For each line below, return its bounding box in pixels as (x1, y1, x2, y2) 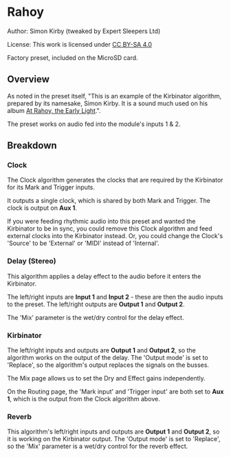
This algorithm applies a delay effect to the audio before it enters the (7, 272, 201, 280)
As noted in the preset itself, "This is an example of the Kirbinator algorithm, (7, 92, 222, 100)
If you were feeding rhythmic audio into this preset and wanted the (7, 217, 196, 226)
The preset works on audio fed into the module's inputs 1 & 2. (7, 120, 181, 128)
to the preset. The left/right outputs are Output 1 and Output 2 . (7, 300, 185, 308)
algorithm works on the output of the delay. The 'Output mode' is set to (7, 354, 208, 362)
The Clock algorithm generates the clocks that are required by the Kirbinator (7, 176, 223, 184)
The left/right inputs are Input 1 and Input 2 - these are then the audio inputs (7, 293, 223, 301)
